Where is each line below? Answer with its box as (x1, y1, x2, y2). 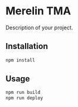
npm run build (5, 90, 41, 96)
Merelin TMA (5, 4, 71, 18)
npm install (5, 57, 35, 63)
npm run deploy (5, 95, 43, 101)
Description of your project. (5, 24, 73, 31)
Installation (5, 41, 48, 51)
